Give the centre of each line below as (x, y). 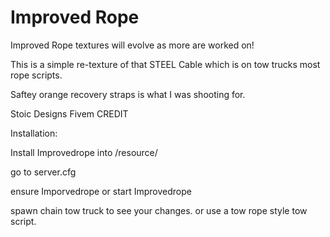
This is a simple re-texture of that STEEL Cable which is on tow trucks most (165, 64)
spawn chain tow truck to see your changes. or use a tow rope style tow (159, 210)
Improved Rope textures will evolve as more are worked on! (132, 45)
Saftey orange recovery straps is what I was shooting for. (128, 94)
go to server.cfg (43, 172)
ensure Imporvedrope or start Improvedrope (101, 191)
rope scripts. (36, 75)
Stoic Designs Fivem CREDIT (69, 113)
